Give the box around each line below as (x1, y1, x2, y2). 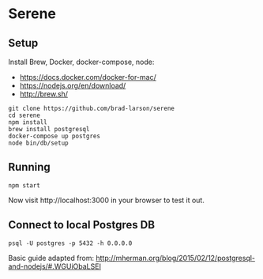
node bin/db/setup (8, 139, 69, 147)
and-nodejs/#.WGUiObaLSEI (8, 262, 101, 271)
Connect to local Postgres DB (8, 218, 156, 232)
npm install (8, 119, 47, 126)
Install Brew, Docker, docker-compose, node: (8, 57, 155, 66)
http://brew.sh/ (19, 89, 69, 99)
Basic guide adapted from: (8, 253, 95, 262)
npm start (8, 181, 41, 190)
